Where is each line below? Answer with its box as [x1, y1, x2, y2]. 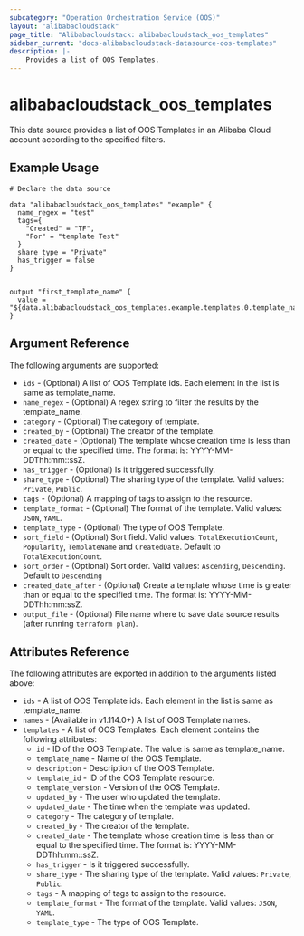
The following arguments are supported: [9, 360, 160, 371]
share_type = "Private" [17, 247, 107, 256]
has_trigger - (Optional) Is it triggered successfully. [22, 464, 215, 475]
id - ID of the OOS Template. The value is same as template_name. [35, 744, 285, 755]
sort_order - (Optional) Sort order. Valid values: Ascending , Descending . [22, 560, 286, 571]
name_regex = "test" [17, 207, 95, 217]
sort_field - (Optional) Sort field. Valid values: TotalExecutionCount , [22, 531, 279, 542]
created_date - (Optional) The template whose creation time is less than [22, 435, 290, 446]
